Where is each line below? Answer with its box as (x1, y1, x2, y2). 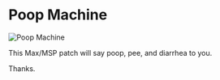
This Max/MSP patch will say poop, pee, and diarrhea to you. (8, 48, 213, 57)
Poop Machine (8, 6, 108, 24)
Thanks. (8, 63, 36, 74)
